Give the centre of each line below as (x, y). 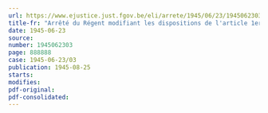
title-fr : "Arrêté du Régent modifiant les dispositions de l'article (128, 23)
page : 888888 (30, 53)
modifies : (25, 82)
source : (21, 38)
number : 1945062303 (41, 45)
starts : (21, 75)
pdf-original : (32, 90)
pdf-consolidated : (39, 97)
